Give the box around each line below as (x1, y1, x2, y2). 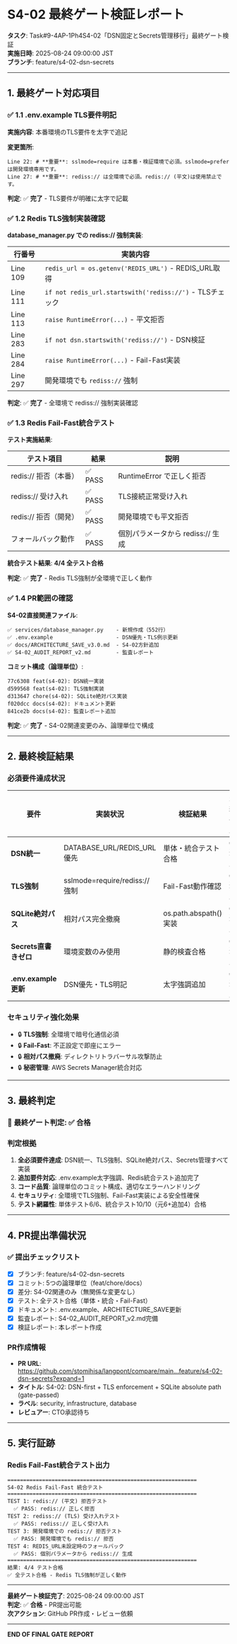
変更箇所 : (7, 142, 35, 151)
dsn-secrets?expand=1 (17, 1374, 85, 1383)
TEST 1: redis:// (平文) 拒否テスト (7, 1498, 108, 1505)
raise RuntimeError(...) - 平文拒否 (44, 314, 165, 324)
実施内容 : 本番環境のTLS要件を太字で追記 (7, 127, 128, 136)
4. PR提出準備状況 (7, 1229, 87, 1241)
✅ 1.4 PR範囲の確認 (7, 593, 73, 603)
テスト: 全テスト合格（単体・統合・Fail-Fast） (17, 1296, 152, 1305)
